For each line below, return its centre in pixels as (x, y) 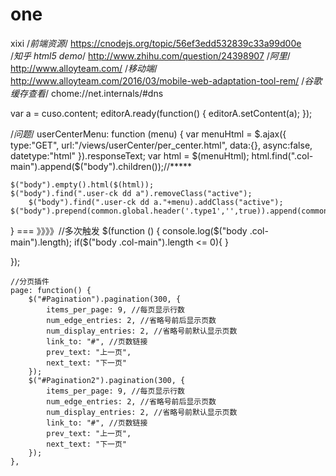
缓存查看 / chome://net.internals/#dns (87, 93)
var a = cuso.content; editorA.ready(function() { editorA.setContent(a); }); (161, 113)
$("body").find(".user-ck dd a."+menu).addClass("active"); (156, 202)
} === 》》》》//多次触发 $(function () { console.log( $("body (129, 230)
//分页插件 (30, 281)
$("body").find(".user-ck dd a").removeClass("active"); (131, 193)
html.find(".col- (282, 155)
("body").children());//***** (136, 166)
